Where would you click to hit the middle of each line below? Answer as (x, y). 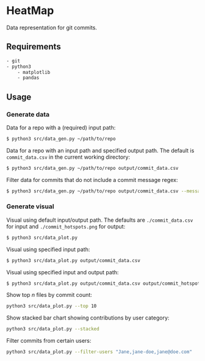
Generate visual (30, 206)
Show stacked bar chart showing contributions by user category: (88, 318)
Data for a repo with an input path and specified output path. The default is (100, 150)
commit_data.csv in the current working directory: (68, 157)
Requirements (34, 47)
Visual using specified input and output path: (63, 272)
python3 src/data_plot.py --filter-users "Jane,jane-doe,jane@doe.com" (99, 352)
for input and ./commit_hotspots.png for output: (66, 226)
